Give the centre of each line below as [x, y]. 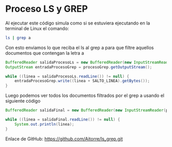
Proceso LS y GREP [47, 9]
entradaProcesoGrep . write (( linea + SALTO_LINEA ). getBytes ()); [82, 81]
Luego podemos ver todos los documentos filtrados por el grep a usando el [85, 95]
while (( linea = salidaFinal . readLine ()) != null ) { [63, 120]
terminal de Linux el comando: [37, 28]
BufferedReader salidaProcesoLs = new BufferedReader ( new [68, 62]
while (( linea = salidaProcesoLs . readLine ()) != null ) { [67, 76]
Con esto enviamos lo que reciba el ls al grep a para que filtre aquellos [80, 47]
